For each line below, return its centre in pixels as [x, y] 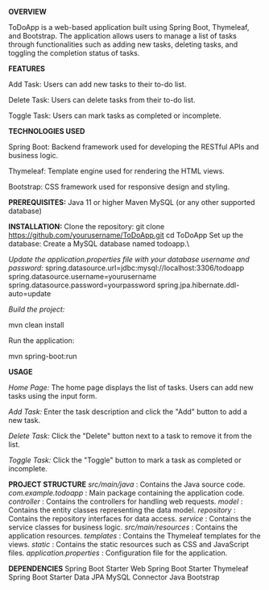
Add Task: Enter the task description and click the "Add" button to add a [128, 412]
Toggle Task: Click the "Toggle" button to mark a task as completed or [125, 460]
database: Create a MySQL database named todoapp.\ [99, 244]
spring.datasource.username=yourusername [83, 276]
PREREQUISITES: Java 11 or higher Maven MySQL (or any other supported [132, 202]
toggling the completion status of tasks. [74, 53]
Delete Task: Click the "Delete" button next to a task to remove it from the [130, 436]
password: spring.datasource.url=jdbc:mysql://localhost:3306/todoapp [126, 268]
